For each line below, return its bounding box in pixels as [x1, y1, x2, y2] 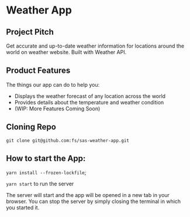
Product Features [6, 66, 71, 76]
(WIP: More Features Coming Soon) [14, 105, 101, 112]
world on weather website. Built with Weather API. [6, 49, 127, 56]
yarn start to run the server [6, 180, 74, 188]
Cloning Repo [6, 122, 57, 132]
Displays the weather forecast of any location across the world [14, 92, 165, 100]
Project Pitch [6, 27, 54, 37]
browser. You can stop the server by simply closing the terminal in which [6, 198, 181, 205]
